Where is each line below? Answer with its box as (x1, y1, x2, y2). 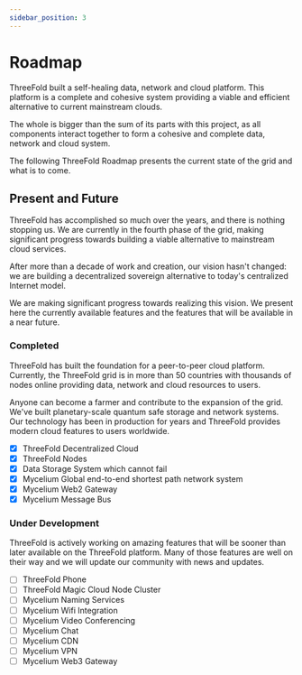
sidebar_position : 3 (9, 13, 87, 23)
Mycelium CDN (22, 635, 79, 646)
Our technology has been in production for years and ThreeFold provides (9, 416, 281, 427)
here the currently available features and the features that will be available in (9, 308, 294, 319)
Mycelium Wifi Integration (22, 605, 119, 615)
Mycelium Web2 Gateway (22, 484, 118, 495)
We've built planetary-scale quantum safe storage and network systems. (9, 406, 279, 417)
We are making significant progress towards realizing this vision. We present (9, 298, 294, 309)
